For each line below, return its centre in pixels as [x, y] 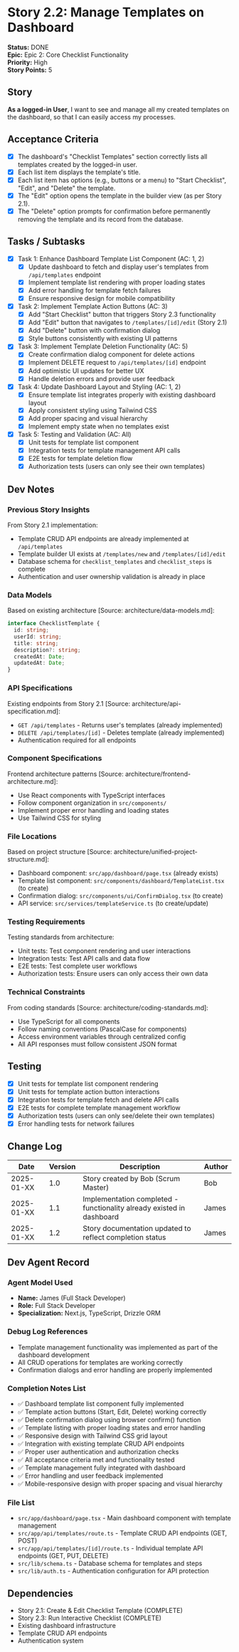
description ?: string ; [47, 650]
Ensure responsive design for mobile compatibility [102, 298]
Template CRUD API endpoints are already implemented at [103, 538]
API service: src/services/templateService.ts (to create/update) [113, 903]
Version [62, 1166]
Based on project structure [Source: [60, 852]
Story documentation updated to [137, 1228]
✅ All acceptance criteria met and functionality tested [96, 1460]
